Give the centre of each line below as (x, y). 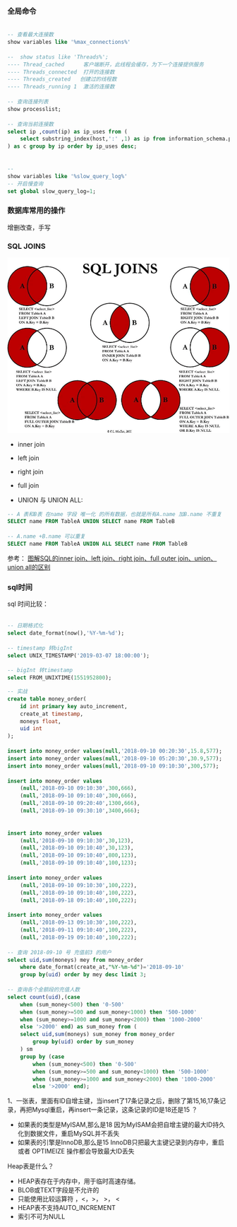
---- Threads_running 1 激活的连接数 (61, 87)
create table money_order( (47, 699)
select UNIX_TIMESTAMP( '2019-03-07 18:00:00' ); (79, 655)
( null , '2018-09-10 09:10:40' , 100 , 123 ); (79, 863)
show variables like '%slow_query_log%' (68, 176)
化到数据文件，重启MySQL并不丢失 (68, 1134)
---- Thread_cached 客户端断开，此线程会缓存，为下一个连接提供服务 (106, 64)
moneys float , (41, 721)
